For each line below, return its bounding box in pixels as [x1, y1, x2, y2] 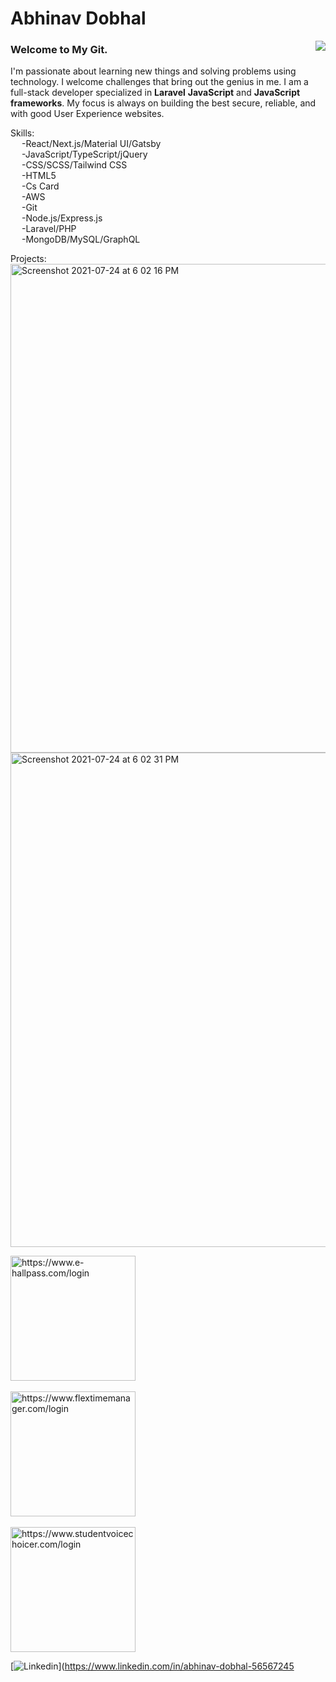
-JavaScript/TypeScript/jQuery [21, 148, 148, 161]
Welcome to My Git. [10, 43, 108, 57]
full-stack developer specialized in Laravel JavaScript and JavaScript [10, 87, 301, 99]
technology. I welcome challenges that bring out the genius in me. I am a [10, 76, 309, 88]
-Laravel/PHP [21, 223, 77, 235]
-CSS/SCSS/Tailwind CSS [21, 159, 128, 171]
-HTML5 [21, 170, 57, 182]
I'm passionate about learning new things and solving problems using [10, 65, 297, 77]
